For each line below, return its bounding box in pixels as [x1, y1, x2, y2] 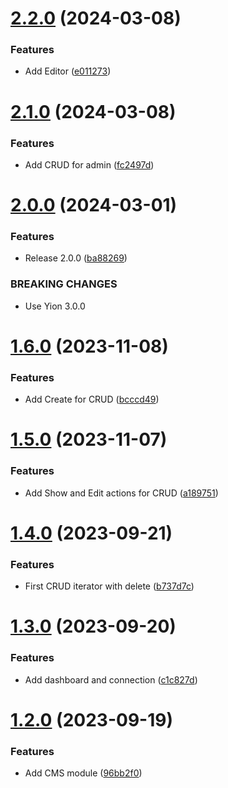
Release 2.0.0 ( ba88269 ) [24, 252, 128, 264]
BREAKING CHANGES [10, 277, 118, 291]
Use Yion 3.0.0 [24, 300, 86, 312]
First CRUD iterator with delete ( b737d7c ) [24, 580, 195, 592]
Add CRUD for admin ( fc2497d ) [24, 158, 155, 171]
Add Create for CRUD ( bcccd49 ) [24, 393, 160, 406]
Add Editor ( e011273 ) [24, 65, 112, 77]
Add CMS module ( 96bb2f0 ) [24, 767, 143, 779]
